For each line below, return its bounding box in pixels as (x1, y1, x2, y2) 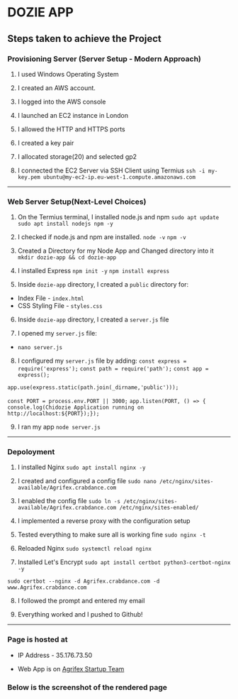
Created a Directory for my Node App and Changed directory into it (17, 246, 214, 255)
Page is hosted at (7, 634, 68, 644)
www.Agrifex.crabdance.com (7, 584, 87, 591)
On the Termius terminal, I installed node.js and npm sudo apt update (17, 213, 220, 221)
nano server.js (17, 344, 63, 351)
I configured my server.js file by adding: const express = (17, 356, 187, 365)
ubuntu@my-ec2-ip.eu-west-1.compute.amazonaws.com (43, 173, 196, 181)
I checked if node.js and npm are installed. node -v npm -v (17, 233, 186, 241)
